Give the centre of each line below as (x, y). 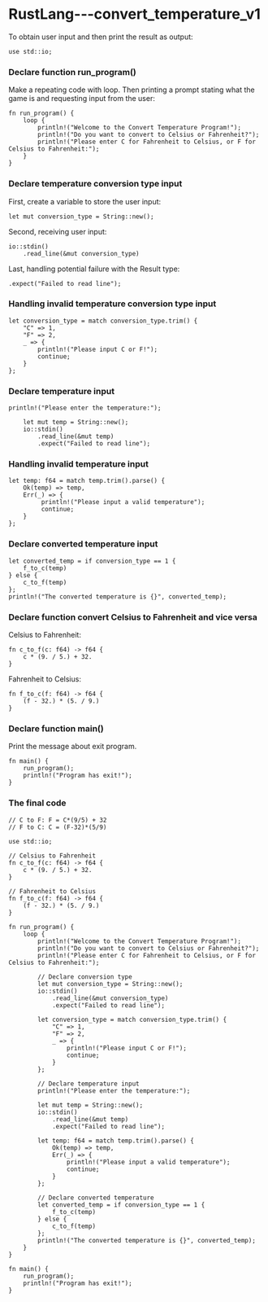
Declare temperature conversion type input (95, 184)
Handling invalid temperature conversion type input (112, 304)
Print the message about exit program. (73, 747)
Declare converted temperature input (83, 544)
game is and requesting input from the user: (82, 99)
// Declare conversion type (85, 977)
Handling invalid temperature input (78, 464)
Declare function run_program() (72, 72)
